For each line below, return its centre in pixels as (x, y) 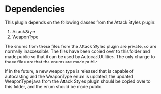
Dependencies (35, 9)
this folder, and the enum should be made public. (54, 86)
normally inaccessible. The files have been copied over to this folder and (78, 51)
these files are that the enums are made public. (52, 62)
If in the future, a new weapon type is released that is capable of (69, 71)
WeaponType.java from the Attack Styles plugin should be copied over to (78, 81)
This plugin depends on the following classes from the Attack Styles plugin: (80, 22)
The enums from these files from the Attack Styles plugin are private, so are (81, 46)
